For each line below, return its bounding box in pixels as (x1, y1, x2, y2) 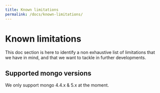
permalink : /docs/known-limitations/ (5, 12, 83, 17)
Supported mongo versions (5, 69, 92, 77)
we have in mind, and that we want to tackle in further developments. (5, 55, 146, 61)
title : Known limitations (5, 7, 58, 12)
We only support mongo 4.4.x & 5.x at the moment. (5, 82, 109, 88)
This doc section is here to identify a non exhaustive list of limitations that (5, 49, 155, 55)
